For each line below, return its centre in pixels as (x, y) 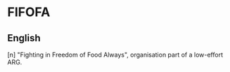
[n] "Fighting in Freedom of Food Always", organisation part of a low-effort (115, 55)
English (24, 38)
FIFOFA (29, 12)
